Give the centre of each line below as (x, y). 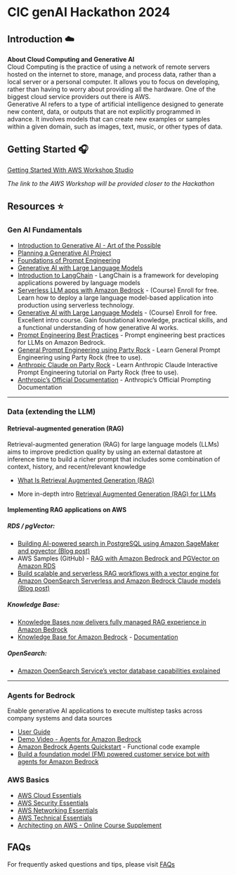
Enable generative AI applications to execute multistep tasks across (105, 711)
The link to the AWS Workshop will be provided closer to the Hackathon (111, 183)
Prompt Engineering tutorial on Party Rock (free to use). (98, 372)
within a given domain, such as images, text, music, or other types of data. (115, 126)
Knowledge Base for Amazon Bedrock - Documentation (98, 637)
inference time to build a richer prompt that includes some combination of (114, 459)
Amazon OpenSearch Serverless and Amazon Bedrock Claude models (119, 581)
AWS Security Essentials (53, 803)
